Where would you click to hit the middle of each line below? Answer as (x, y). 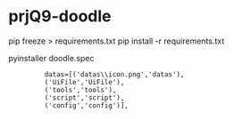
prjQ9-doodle (60, 16)
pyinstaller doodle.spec (51, 58)
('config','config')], (86, 105)
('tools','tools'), (80, 90)
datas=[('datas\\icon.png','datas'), (114, 74)
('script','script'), (84, 98)
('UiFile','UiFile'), (84, 82)
